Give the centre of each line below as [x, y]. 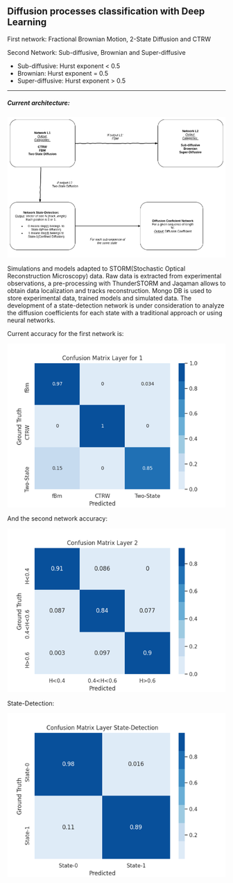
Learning [27, 23]
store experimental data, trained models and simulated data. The [100, 298]
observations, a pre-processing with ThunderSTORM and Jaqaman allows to [116, 283]
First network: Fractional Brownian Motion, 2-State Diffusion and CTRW [109, 39]
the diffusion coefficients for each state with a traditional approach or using [115, 313]
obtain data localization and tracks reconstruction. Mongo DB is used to [110, 291]
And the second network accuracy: [57, 519]
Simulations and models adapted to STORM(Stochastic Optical [96, 269]
